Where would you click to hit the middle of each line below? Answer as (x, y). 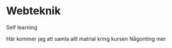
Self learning (22, 27)
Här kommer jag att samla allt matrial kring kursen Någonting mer (86, 39)
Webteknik (34, 11)
